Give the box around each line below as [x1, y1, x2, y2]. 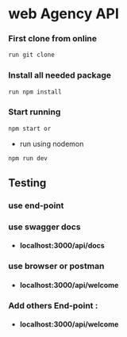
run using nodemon [19, 139, 84, 148]
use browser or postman [8, 261, 105, 272]
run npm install [8, 88, 62, 96]
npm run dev [8, 154, 48, 163]
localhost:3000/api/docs [19, 241, 105, 251]
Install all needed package [8, 70, 112, 81]
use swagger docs [8, 221, 81, 232]
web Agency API [8, 5, 119, 23]
